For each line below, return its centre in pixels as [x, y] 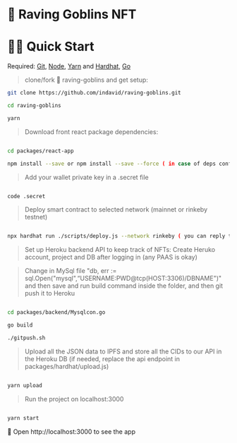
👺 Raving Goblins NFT [72, 14]
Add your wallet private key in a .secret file [87, 177]
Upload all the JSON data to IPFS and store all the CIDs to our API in [123, 351]
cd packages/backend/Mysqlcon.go [56, 312]
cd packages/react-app [41, 151]
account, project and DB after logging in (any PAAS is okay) [111, 257]
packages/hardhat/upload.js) [67, 366]
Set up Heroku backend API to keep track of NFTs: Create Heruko [120, 250]
